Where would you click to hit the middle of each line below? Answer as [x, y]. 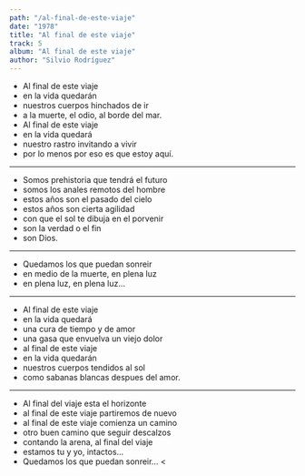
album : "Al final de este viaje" [73, 52]
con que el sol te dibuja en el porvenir [93, 218]
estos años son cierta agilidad [79, 209]
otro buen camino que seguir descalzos [97, 432]
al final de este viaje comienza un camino [100, 423]
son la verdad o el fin [62, 228]
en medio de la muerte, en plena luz [89, 273]
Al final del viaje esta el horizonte [84, 403]
